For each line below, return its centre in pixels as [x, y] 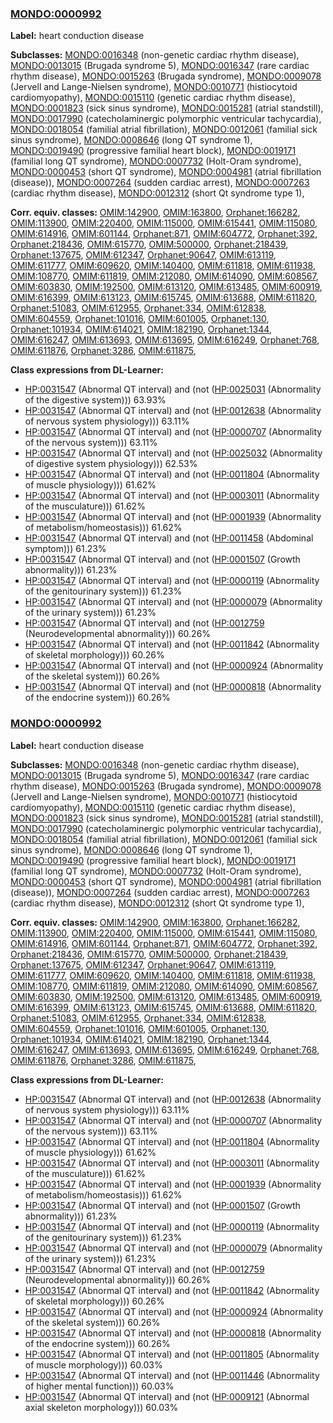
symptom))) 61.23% [65, 549]
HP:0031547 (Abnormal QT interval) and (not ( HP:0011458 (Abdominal [169, 538]
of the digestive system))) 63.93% [95, 400]
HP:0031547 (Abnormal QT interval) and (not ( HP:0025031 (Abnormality [173, 389]
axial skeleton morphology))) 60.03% [101, 1407]
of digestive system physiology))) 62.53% [111, 464]
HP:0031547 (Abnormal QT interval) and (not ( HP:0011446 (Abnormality [172, 1375]
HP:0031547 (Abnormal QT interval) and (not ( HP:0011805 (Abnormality [172, 1354]
